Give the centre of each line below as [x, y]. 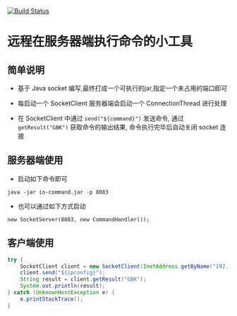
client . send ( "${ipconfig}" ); [63, 273]
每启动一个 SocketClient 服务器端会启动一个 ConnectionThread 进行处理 [122, 103]
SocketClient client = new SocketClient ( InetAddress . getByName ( [116, 266]
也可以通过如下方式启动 [51, 206]
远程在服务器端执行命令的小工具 [100, 42]
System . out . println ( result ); [63, 286]
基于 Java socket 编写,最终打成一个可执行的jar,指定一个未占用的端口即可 [122, 88]
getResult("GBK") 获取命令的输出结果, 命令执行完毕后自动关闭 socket [118, 127]
